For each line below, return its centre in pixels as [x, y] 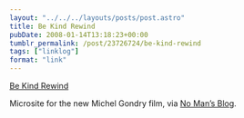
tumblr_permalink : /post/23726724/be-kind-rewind [106, 43]
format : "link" [38, 60]
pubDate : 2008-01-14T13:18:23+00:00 [79, 34]
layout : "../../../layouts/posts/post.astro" [97, 18]
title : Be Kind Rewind [52, 26]
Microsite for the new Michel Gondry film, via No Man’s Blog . [123, 103]
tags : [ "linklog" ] [44, 52]
